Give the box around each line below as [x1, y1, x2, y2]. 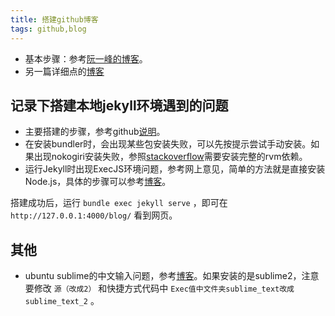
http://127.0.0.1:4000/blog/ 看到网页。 [10, 209, 178, 221]
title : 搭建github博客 [10, 14, 99, 25]
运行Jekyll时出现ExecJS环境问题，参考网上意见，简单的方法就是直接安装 [24, 163, 326, 175]
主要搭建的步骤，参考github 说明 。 [24, 126, 166, 138]
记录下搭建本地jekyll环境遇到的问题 [10, 97, 229, 114]
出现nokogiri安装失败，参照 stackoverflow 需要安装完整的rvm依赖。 [33, 151, 308, 163]
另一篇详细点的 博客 [24, 65, 105, 77]
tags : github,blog [10, 24, 87, 34]
